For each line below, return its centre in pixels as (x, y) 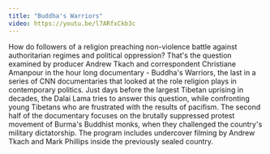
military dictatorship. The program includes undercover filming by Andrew (132, 133)
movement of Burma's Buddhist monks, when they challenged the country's (135, 124)
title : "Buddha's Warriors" (56, 16)
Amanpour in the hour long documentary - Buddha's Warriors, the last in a (133, 72)
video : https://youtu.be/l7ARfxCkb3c (72, 24)
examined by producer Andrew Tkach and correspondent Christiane (122, 64)
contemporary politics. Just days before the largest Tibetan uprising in (126, 89)
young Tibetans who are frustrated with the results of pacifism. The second (135, 107)
